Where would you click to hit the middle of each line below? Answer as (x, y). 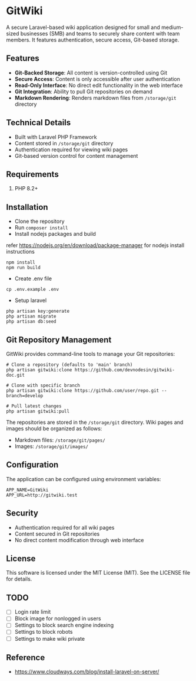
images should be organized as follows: (54, 429)
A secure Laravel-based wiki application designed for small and (83, 27)
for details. (19, 579)
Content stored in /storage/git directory (64, 143)
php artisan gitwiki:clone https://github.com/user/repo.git (83, 391)
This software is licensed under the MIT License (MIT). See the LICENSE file (98, 573)
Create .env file (33, 278)
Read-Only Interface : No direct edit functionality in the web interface (99, 85)
